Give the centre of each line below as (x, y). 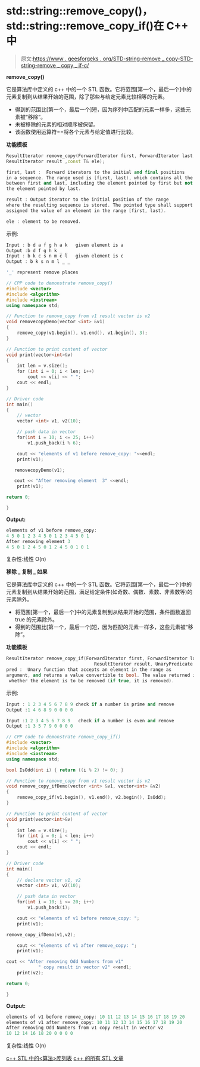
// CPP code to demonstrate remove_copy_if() (63, 737)
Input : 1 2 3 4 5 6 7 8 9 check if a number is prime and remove (90, 704)
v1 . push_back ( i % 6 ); (54, 443)
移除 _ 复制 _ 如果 (27, 572)
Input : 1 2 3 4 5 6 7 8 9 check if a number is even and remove (90, 720)
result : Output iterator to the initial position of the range (87, 200)
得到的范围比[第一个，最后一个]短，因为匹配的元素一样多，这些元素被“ (101, 627)
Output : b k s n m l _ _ (38, 262)
